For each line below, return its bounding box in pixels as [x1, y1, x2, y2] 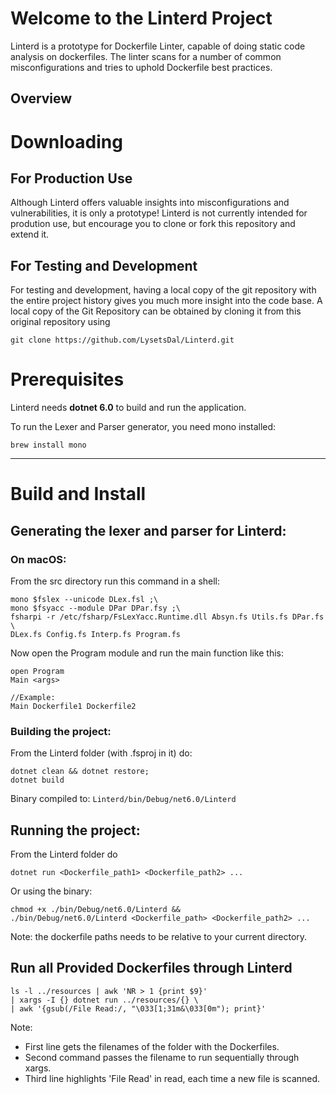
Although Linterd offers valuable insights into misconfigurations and [10, 197, 290, 209]
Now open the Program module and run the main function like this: [10, 647, 284, 659]
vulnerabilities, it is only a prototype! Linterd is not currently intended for [10, 207, 308, 219]
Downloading [10, 130, 123, 153]
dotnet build [10, 775, 65, 786]
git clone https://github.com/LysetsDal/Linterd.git [10, 335, 235, 346]
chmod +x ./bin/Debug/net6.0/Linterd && [10, 905, 182, 915]
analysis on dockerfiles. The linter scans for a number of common [10, 50, 282, 62]
